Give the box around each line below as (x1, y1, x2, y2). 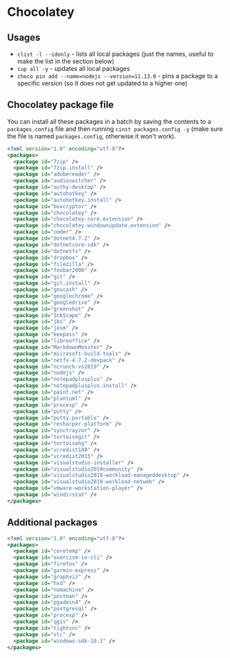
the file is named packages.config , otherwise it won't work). (7, 132, 176, 140)
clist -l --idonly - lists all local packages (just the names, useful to (17, 50, 214, 58)
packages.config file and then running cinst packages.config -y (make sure (7, 125, 223, 133)
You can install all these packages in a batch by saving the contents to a (7, 117, 211, 125)
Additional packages (7, 517, 98, 528)
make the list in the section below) (17, 57, 115, 65)
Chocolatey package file (7, 99, 114, 111)
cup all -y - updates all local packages (17, 65, 130, 72)
